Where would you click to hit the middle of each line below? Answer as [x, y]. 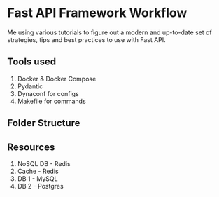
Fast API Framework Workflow [97, 13]
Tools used [32, 62]
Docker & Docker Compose [57, 79]
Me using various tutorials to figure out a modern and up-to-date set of [109, 32]
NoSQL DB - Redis [44, 163]
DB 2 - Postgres [41, 186]
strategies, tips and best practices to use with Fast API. [86, 39]
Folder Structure [44, 123]
